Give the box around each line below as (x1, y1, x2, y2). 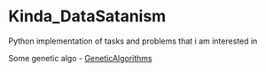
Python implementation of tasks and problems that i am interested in (8, 36, 258, 46)
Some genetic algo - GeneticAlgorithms (8, 52, 153, 63)
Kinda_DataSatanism (8, 6, 167, 27)
